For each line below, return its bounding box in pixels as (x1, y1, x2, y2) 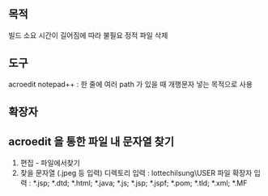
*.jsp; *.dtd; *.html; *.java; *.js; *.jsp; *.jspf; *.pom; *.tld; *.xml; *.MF (32, 177, 248, 188)
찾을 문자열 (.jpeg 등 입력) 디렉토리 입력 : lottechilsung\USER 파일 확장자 (19, 168, 253, 177)
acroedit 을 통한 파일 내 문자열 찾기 (8, 135, 174, 148)
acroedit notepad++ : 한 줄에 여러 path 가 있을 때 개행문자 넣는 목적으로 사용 (8, 79, 253, 89)
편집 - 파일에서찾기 (19, 157, 81, 168)
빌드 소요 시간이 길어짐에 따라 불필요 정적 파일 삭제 (8, 30, 168, 40)
